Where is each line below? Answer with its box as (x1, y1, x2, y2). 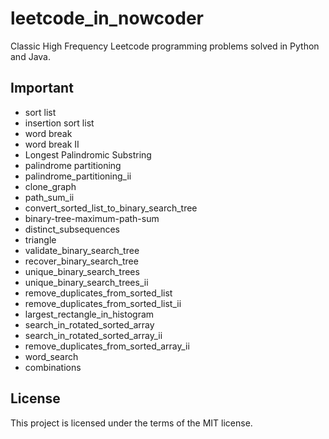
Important (10, 80, 74, 97)
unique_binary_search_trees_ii (24, 276, 149, 288)
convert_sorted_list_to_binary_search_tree (24, 202, 198, 214)
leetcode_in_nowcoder (10, 7, 204, 30)
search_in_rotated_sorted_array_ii (24, 329, 163, 341)
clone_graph (24, 180, 77, 192)
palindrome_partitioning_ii (24, 170, 132, 182)
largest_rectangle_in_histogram (24, 308, 155, 320)
